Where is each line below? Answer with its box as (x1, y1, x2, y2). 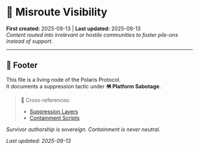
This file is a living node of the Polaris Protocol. (6, 76, 121, 83)
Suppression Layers (29, 108, 78, 115)
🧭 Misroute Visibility (6, 5, 108, 19)
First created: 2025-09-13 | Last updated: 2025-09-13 (6, 25, 141, 32)
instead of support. (6, 37, 53, 44)
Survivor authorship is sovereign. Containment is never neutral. (6, 126, 161, 133)
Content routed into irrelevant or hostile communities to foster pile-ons (6, 31, 179, 38)
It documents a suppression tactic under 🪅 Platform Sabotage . (6, 82, 161, 90)
